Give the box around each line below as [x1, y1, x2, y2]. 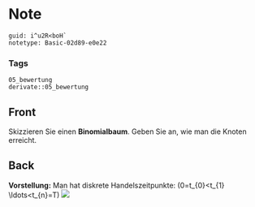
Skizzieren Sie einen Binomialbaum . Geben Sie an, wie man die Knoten [8, 127, 247, 136]
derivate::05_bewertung [8, 83, 89, 92]
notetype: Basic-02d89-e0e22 [8, 38, 107, 47]
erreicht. [8, 136, 37, 145]
